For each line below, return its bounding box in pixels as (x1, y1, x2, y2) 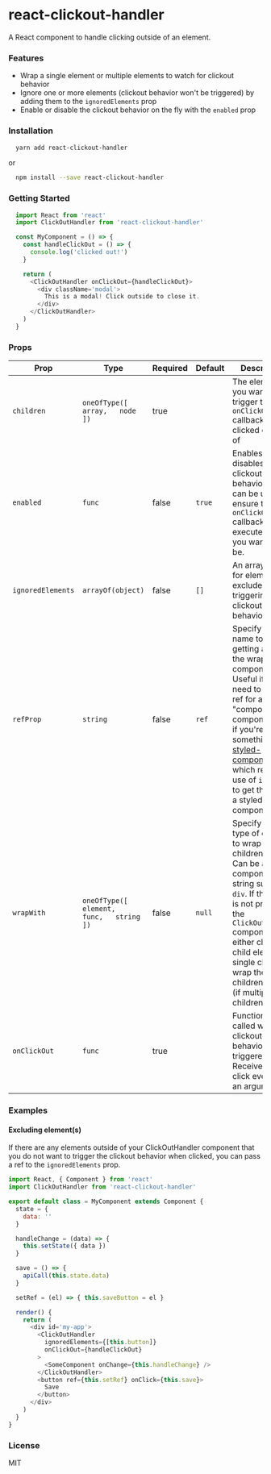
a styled (232, 794, 263, 806)
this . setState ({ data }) (23, 1242, 106, 1251)
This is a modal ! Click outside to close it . (44, 293, 200, 301)
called (232, 1020, 256, 1031)
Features (8, 52, 44, 64)
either (232, 937, 255, 948)
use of (232, 774, 256, 785)
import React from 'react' (15, 211, 106, 219)
